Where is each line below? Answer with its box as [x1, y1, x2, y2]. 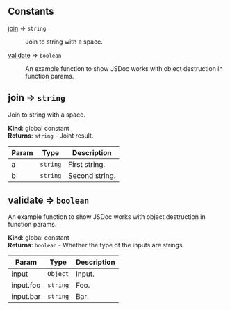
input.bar [11, 292, 41, 302]
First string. [67, 159, 106, 169]
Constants [8, 6, 54, 17]
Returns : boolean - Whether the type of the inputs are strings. [8, 241, 185, 250]
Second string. [67, 170, 116, 180]
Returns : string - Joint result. [8, 131, 94, 140]
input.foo [11, 281, 41, 291]
